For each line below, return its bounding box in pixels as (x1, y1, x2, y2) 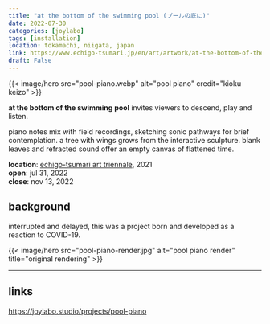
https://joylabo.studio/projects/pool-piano (8, 306, 147, 316)
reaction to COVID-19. (8, 230, 81, 240)
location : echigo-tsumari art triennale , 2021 (8, 159, 153, 169)
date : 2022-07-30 (8, 19, 67, 27)
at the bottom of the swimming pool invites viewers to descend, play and (8, 102, 252, 113)
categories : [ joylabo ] (8, 27, 84, 35)
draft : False (8, 57, 52, 65)
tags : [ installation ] (8, 34, 81, 43)
